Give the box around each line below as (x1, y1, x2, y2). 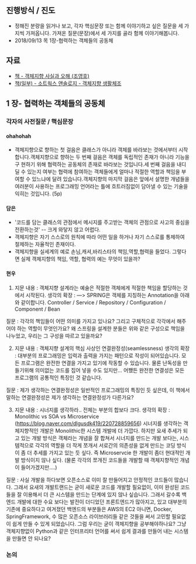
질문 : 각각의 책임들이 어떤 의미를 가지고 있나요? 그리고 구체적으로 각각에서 (6, 317, 176, 324)
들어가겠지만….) (20, 464, 57, 471)
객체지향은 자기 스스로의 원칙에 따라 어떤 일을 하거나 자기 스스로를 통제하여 (14, 233, 185, 240)
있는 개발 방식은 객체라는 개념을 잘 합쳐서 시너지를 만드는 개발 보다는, (20, 434, 178, 441)
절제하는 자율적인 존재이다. (14, 241, 76, 248)
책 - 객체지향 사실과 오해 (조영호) (14, 72, 90, 79)
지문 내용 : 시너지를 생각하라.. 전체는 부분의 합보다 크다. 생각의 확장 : (14, 406, 170, 413)
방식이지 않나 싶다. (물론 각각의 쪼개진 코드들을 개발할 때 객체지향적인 (20, 456, 179, 463)
